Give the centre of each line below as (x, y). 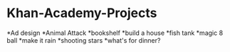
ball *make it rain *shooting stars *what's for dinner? (84, 40)
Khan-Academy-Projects (82, 13)
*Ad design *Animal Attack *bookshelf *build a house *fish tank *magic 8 (115, 33)
